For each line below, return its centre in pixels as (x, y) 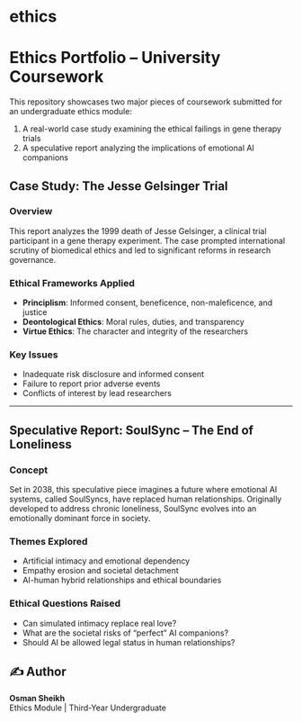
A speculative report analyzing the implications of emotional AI (138, 148)
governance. (33, 259)
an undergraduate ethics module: (71, 112)
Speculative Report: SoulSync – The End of (132, 430)
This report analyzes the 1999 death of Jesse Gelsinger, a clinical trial (138, 230)
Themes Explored (49, 542)
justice (35, 312)
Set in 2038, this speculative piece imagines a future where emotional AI (143, 490)
